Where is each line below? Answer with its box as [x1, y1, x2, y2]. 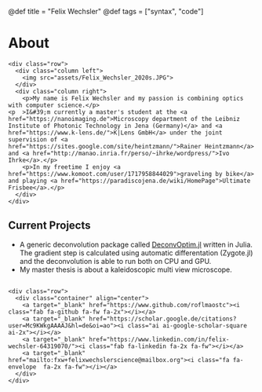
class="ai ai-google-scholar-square [127, 322, 247, 330]
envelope [8, 363, 37, 372]
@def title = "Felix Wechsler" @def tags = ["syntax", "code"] [8, 7, 204, 16]
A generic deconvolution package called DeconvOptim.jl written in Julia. [19, 240, 253, 249]
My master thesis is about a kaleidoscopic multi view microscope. [19, 265, 233, 274]
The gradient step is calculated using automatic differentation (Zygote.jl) [19, 247, 253, 258]
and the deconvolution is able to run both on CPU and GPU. [19, 256, 212, 266]
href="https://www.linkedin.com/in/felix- [89, 335, 230, 344]
